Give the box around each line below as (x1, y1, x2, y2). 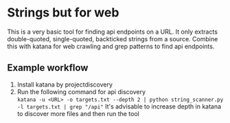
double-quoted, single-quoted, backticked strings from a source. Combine (7, 34, 218, 43)
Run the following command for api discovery (16, 87, 146, 96)
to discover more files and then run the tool (16, 109, 139, 118)
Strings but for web (7, 5, 119, 21)
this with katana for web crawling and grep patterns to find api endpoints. (7, 42, 215, 50)
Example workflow (7, 62, 89, 74)
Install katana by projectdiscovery (16, 80, 113, 89)
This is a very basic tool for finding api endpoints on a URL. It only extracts (7, 27, 218, 36)
